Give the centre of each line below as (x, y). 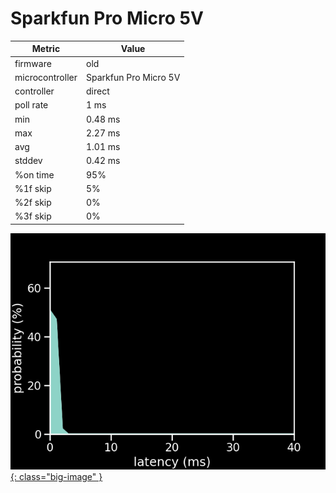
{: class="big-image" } (56, 476)
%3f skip (33, 216)
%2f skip (33, 203)
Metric (46, 49)
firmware (33, 63)
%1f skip (33, 188)
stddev (28, 161)
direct (97, 91)
